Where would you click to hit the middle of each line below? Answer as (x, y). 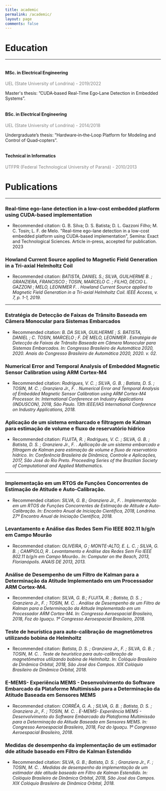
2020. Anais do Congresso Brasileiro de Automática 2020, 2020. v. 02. (84, 353)
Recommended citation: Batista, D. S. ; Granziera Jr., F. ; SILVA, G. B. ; (83, 649)
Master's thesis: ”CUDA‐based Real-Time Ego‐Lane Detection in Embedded (82, 93)
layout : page (19, 19)
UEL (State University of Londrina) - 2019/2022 (53, 84)
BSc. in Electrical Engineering (36, 114)
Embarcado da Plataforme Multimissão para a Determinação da (83, 689)
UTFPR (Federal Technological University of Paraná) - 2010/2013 (71, 167)
